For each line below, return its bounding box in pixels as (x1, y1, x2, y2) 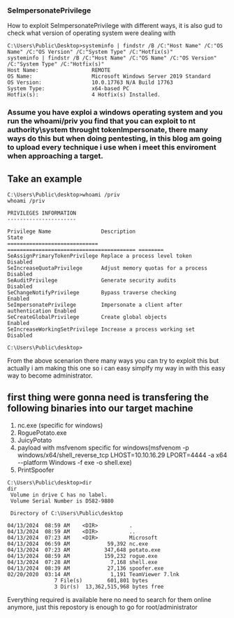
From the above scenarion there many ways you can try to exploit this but (7, 357, 219, 365)
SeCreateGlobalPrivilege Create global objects (7, 314, 168, 321)
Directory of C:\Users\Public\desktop (10, 510, 124, 517)
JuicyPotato (17, 436, 52, 444)
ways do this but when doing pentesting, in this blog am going (7, 134, 222, 143)
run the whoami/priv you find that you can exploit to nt (7, 116, 196, 126)
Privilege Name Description (7, 228, 136, 236)
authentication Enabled (7, 308, 77, 315)
